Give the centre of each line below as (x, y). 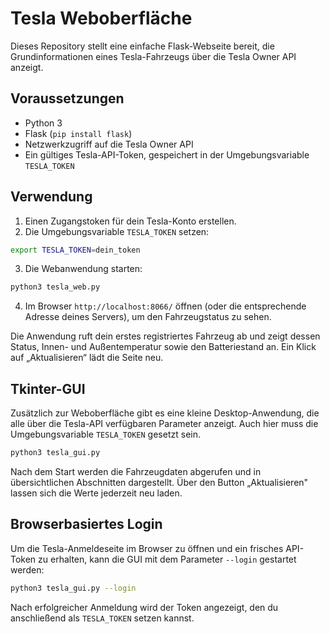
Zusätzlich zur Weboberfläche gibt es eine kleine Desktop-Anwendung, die (165, 413)
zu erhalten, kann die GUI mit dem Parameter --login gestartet (167, 559)
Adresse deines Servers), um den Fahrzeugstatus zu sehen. (148, 317)
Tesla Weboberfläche (101, 18)
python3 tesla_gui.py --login (73, 588)
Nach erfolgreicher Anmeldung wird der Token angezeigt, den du (144, 607)
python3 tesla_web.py (55, 287)
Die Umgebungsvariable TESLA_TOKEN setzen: (117, 231)
